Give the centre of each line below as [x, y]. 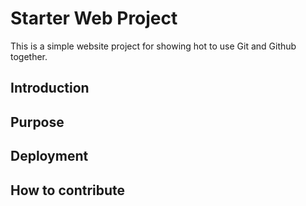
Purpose [37, 122]
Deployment [49, 156]
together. [29, 56]
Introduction [50, 88]
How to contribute [68, 190]
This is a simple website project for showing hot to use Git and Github [153, 46]
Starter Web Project [94, 18]
